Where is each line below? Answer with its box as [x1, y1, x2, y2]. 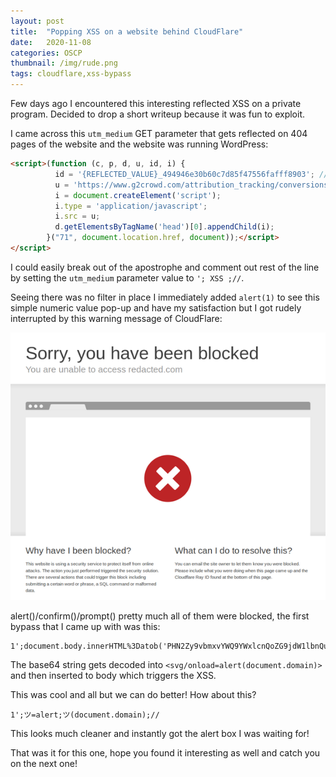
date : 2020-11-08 [10, 37, 92, 47]
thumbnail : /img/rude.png [10, 58, 118, 69]
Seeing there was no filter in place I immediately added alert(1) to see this [10, 291, 320, 303]
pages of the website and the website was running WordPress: [10, 138, 269, 150]
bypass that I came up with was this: [10, 621, 161, 633]
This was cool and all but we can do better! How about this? [10, 689, 257, 701]
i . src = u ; [54, 211, 101, 222]
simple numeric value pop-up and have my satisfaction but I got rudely [10, 301, 302, 314]
